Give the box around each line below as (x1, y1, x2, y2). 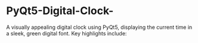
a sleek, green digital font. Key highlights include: (6, 29, 127, 37)
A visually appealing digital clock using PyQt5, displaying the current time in (6, 24, 193, 31)
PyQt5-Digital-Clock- (6, 4, 114, 18)
